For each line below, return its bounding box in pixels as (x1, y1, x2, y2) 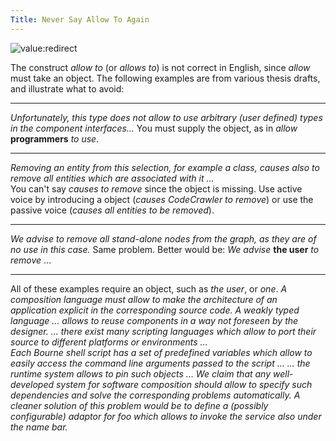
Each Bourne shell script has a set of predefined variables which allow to (10, 346, 313, 358)
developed (10, 378, 55, 390)
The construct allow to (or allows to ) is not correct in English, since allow (10, 61, 311, 73)
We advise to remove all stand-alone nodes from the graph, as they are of (10, 232, 317, 245)
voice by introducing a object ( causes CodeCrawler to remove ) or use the (10, 193, 314, 205)
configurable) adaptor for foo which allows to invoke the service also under (10, 410, 322, 422)
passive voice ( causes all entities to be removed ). (10, 204, 215, 216)
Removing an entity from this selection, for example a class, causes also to (10, 161, 320, 173)
